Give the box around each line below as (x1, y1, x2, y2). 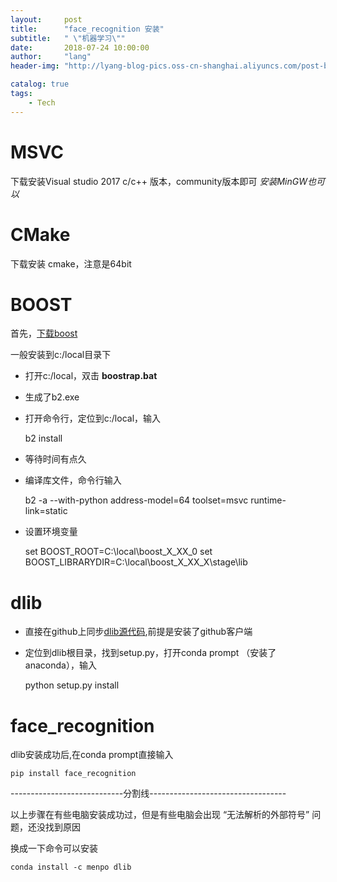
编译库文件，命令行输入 (24, 474, 122, 486)
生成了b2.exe (24, 391, 80, 403)
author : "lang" (10, 52, 92, 62)
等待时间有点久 (24, 453, 87, 465)
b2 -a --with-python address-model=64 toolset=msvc (24, 494, 249, 506)
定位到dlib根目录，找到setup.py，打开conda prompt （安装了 (24, 647, 277, 659)
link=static (24, 505, 68, 517)
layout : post (10, 14, 83, 25)
